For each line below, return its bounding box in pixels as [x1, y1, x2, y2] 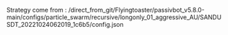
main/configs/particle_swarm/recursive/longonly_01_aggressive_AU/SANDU [6, 13, 222, 21]
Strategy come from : [6, 6, 67, 14]
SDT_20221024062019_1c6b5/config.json [6, 21, 124, 28]
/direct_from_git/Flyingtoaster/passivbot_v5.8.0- [68, 6, 205, 14]
